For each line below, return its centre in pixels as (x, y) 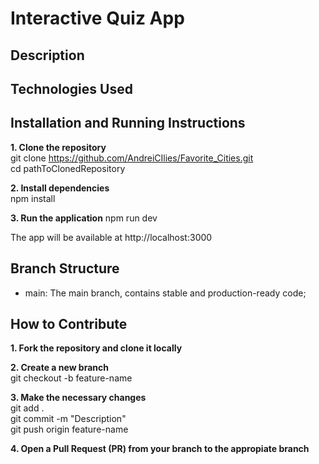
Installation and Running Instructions (128, 123)
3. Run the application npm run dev (84, 218)
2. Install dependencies (60, 188)
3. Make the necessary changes (78, 398)
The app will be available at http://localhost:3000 (111, 237)
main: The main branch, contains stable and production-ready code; (165, 293)
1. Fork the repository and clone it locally (96, 348)
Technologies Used (71, 88)
